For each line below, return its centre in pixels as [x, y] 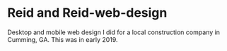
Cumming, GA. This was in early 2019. [63, 39]
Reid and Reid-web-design [87, 13]
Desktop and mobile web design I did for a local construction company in [114, 32]
